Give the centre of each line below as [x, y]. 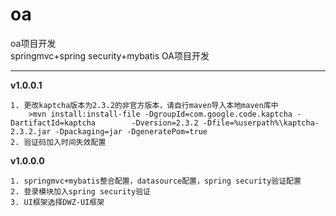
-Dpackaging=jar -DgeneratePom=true [131, 131]
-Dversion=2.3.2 [165, 123]
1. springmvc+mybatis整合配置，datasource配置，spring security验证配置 [156, 181]
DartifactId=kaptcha [53, 123]
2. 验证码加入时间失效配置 [58, 142]
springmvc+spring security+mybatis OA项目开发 [110, 55]
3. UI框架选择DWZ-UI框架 [57, 202]
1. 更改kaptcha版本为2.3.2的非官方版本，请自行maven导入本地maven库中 [144, 105]
